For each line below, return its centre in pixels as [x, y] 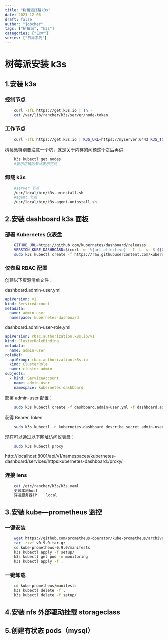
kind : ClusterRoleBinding [32, 341]
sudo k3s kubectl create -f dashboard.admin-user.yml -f [75, 407]
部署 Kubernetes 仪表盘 [34, 234]
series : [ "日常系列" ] [26, 38]
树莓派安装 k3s [36, 64]
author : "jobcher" [24, 24]
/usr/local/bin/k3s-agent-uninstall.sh [56, 202]
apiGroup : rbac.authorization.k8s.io [49, 360]
